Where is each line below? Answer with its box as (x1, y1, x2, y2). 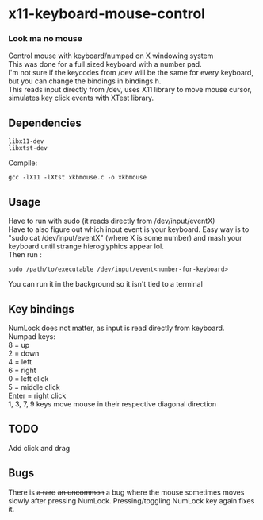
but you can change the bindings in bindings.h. (8, 76, 162, 86)
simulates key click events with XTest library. (8, 93, 154, 103)
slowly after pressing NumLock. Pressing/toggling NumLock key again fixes (8, 495, 255, 505)
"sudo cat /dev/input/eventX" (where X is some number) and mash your (8, 233, 243, 243)
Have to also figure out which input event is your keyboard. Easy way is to (8, 225, 250, 234)
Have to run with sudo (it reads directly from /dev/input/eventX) (8, 216, 215, 226)
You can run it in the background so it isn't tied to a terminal (8, 279, 204, 289)
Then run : (8, 250, 42, 260)
